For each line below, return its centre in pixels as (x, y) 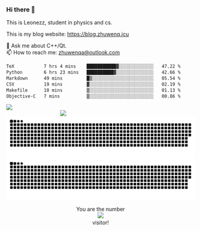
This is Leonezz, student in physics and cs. (59, 23)
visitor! (101, 222)
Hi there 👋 (21, 10)
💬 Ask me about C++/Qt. (37, 46)
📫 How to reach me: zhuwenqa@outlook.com (63, 53)
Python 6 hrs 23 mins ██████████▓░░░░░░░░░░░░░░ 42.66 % (93, 72)
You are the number (101, 209)
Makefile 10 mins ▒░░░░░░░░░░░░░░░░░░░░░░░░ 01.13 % (93, 90)
